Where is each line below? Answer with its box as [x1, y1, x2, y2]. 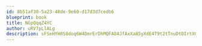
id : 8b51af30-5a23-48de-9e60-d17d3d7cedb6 [6, 8, 114, 15]
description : [6, 31, 39, 37]
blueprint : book [6, 14, 47, 20]
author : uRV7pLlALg [6, 25, 55, 32]
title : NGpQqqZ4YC [6, 20, 52, 26]
